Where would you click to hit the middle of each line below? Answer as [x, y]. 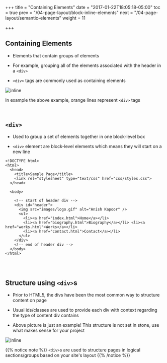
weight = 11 [74, 18]
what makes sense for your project [49, 331]
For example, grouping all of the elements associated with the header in [87, 65]
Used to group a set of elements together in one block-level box [79, 136]
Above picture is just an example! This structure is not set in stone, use [86, 325]
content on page [29, 300]
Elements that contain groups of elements [56, 55]
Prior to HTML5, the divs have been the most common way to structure [86, 295]
